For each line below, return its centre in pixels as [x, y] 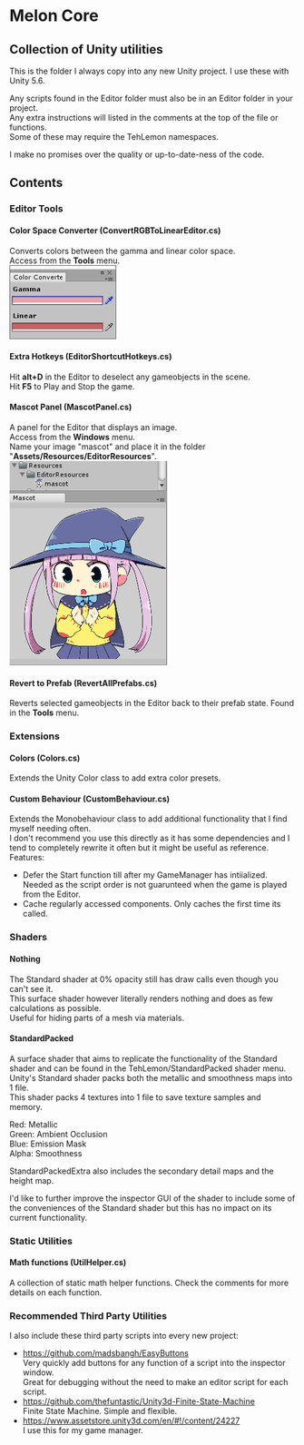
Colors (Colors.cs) [45, 758]
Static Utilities [41, 1241]
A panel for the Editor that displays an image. [93, 427]
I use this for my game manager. [83, 1430]
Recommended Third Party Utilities [88, 1315]
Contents [36, 183]
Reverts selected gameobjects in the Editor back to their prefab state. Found [152, 703]
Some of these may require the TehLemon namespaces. [114, 137]
